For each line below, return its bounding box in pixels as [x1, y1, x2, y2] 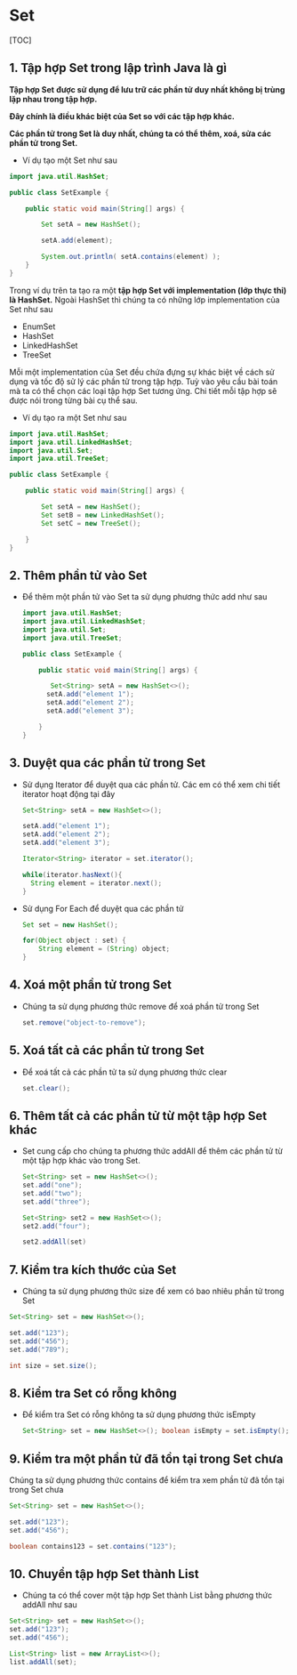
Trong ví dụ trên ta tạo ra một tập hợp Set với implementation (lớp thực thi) [9, 285, 287, 295]
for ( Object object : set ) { [21, 936, 127, 946]
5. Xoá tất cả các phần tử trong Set [9, 1043, 205, 1059]
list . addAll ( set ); [9, 1657, 77, 1666]
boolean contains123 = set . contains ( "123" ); [9, 1542, 177, 1550]
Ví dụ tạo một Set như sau [21, 155, 117, 165]
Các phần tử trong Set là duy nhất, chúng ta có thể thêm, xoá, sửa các [9, 128, 272, 139]
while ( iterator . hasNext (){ [21, 870, 123, 879]
